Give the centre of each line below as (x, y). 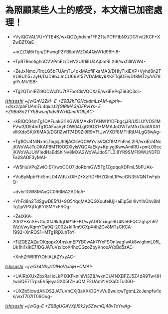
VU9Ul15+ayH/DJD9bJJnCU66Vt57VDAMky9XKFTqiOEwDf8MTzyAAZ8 (86, 76)
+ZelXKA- (22, 216)
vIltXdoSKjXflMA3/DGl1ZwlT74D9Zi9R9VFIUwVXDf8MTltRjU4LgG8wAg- (86, 132)
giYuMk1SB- (25, 81)
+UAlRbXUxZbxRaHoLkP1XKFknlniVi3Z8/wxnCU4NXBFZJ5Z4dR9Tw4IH (87, 276)
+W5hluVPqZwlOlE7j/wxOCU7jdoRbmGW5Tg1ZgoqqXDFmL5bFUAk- (83, 167)
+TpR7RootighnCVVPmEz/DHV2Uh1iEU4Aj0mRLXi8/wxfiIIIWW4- (79, 61)
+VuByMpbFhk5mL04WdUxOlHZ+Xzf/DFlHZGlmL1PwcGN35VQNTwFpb (86, 176)
